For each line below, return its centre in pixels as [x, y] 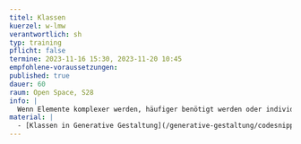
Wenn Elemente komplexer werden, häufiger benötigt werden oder [140, 109]
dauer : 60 [28, 84]
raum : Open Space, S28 [52, 92]
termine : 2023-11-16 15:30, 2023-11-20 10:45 [95, 59]
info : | [24, 101]
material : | [31, 117]
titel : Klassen [38, 17]
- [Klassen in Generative [66, 126]
